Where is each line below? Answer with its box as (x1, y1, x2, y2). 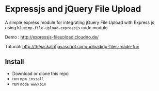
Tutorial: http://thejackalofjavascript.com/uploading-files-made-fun (5, 43, 140, 49)
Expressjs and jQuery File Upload (5, 3, 142, 15)
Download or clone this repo (12, 71, 69, 76)
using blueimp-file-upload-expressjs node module (5, 24, 108, 30)
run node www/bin (12, 81, 47, 87)
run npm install (12, 75, 45, 81)
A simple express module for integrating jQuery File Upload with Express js (5, 19, 155, 25)
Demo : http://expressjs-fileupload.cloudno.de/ (5, 34, 99, 40)
